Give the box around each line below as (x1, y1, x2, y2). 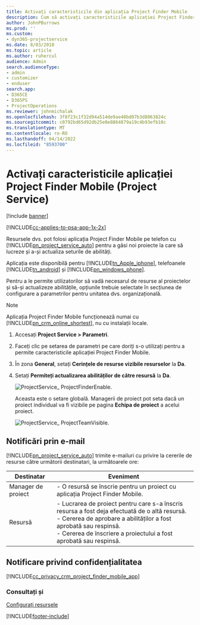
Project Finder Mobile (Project (6, 180, 157, 193)
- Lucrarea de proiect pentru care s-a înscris (56, 499, 183, 508)
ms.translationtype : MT (6, 125, 65, 131)
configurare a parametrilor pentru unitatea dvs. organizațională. (6, 290, 162, 297)
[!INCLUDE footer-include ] (6, 612, 70, 620)
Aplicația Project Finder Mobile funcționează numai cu (6, 313, 139, 320)
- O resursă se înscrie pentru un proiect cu (56, 483, 177, 491)
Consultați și (6, 587, 43, 596)
